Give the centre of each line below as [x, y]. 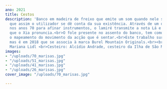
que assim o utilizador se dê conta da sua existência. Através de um [84, 24]
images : [13, 51]
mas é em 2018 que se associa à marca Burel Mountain [66, 42]
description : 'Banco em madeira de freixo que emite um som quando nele [82, 19]
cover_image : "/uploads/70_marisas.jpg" [48, 75]
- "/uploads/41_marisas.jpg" [35, 65]
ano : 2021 [15, 10]
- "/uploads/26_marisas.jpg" [35, 70]
